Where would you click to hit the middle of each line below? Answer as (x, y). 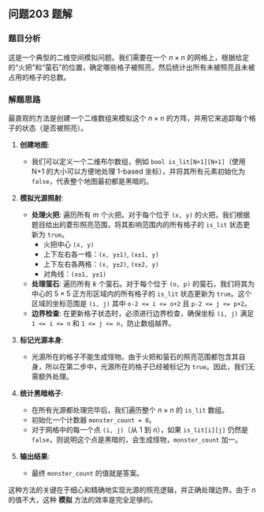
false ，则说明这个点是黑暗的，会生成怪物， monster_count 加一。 (137, 439)
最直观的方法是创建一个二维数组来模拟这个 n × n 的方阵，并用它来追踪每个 (129, 118)
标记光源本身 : (41, 340)
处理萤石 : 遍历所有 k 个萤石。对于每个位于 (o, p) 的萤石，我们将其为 (143, 283)
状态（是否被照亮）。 (55, 128)
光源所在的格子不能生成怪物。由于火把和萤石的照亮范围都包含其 (135, 357)
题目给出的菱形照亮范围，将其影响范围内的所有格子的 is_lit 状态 (137, 224)
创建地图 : (34, 144)
